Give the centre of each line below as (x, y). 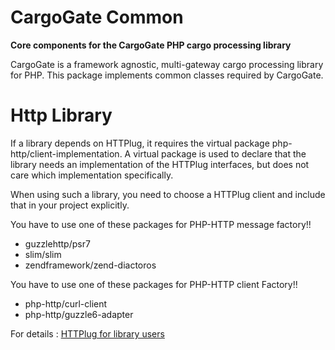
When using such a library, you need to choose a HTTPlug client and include (168, 194)
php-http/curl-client (66, 303)
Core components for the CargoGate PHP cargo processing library (151, 45)
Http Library (61, 115)
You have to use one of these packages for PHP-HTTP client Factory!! (154, 284)
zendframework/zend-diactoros (90, 265)
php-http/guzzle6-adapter (79, 314)
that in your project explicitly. (70, 205)
